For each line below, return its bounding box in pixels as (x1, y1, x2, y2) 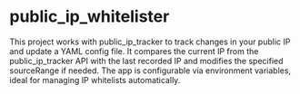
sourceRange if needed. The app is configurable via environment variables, (9, 65, 292, 76)
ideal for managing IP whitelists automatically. (9, 74, 181, 85)
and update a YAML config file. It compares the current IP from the (9, 45, 259, 56)
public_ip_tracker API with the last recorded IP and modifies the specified (9, 55, 284, 66)
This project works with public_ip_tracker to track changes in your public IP (9, 36, 291, 47)
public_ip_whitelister (9, 6, 170, 27)
